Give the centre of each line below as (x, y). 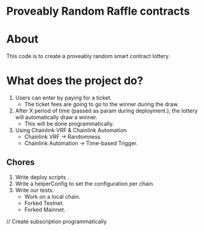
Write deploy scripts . (42, 177)
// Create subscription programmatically (56, 221)
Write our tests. (35, 190)
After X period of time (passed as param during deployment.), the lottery (106, 111)
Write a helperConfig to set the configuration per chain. (85, 183)
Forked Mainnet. (45, 210)
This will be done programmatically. (69, 124)
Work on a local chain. (52, 196)
